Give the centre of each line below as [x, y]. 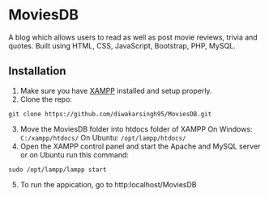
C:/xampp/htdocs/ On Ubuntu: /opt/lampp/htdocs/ [103, 137]
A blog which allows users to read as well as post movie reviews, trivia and [133, 37]
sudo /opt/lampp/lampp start [58, 170]
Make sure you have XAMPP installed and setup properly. [116, 90]
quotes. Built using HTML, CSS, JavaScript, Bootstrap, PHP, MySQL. [122, 45]
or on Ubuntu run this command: [75, 154]
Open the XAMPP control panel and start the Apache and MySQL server [140, 146]
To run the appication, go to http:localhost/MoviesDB [108, 184]
